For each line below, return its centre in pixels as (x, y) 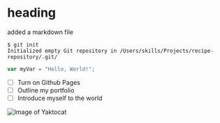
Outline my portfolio (46, 90)
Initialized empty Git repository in (62, 51)
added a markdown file (40, 32)
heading (32, 13)
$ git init (23, 44)
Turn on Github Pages (49, 82)
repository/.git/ (32, 57)
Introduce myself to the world (60, 98)
